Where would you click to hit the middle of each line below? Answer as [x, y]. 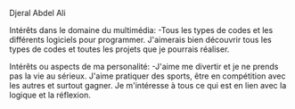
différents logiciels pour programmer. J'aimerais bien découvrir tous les [140, 40]
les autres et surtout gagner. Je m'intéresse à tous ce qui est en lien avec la [148, 85]
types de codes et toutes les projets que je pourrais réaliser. [119, 49]
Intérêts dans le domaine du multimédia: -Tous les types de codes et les [141, 30]
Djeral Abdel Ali [37, 13]
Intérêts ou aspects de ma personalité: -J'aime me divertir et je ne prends [144, 67]
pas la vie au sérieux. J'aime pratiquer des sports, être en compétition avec [147, 76]
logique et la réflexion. [50, 95]
